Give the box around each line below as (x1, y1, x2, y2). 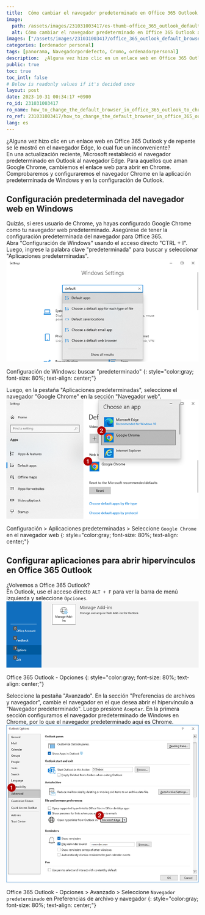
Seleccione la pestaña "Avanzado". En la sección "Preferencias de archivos (6, 692, 195, 699)
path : (12, 23, 26, 29)
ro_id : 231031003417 (6, 100, 59, 107)
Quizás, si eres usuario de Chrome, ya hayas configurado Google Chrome (6, 220, 192, 227)
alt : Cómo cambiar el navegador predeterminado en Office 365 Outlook (12, 29, 195, 36)
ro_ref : (6, 113, 26, 119)
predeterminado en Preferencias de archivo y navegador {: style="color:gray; (6, 895, 199, 903)
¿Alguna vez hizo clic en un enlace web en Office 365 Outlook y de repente (6, 137, 196, 145)
